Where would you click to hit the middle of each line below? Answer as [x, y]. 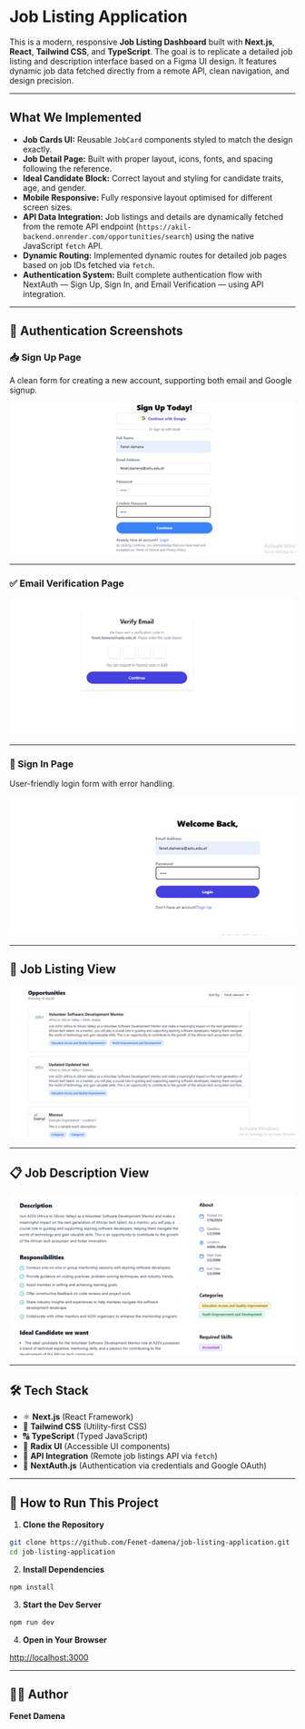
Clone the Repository [63, 1525]
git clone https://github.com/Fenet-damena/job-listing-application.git [150, 1543]
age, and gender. [54, 187]
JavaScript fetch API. [63, 245]
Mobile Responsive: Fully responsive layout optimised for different [148, 197]
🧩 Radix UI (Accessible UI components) [96, 1446]
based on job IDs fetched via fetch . [89, 264]
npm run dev [32, 1622]
